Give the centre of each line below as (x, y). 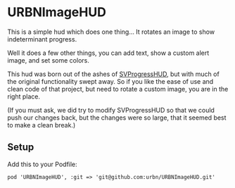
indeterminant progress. (42, 39)
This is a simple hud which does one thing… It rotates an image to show (111, 32)
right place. (24, 96)
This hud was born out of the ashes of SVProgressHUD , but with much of (113, 74)
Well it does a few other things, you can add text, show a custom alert (108, 53)
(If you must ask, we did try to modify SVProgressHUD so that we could (111, 110)
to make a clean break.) (42, 125)
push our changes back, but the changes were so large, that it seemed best (117, 118)
